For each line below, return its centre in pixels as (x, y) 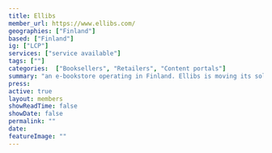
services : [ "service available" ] (65, 53)
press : (19, 83)
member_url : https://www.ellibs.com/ (72, 23)
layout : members (36, 99)
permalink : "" (32, 121)
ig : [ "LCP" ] (28, 46)
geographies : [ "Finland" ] (52, 31)
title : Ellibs (32, 16)
